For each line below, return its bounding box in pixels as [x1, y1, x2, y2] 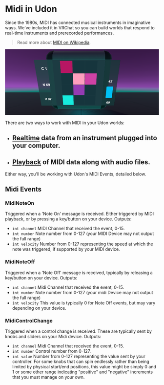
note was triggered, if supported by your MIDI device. [12, 246, 121, 252]
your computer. [12, 141, 61, 150]
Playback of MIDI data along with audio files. [12, 158, 150, 167]
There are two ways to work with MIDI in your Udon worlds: [5, 120, 124, 126]
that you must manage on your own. [12, 374, 85, 380]
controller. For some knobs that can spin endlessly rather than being [12, 359, 150, 364]
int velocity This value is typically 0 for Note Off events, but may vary [12, 299, 156, 306]
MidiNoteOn [5, 200, 35, 207]
